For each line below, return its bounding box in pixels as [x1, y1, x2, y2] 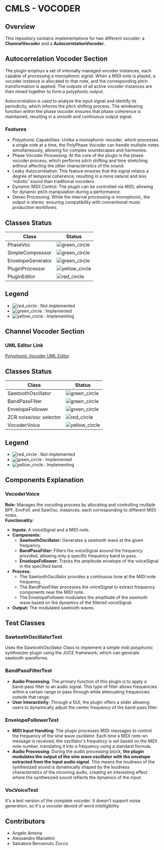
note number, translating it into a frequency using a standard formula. [12, 743, 152, 749]
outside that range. [12, 694, 50, 700]
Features [5, 126, 27, 133]
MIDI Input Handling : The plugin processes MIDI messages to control [12, 728, 152, 734]
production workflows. [12, 204, 58, 210]
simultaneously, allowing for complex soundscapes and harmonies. [12, 147, 147, 153]
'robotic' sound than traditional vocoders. [12, 179, 96, 184]
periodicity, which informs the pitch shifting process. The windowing [5, 103, 143, 109]
